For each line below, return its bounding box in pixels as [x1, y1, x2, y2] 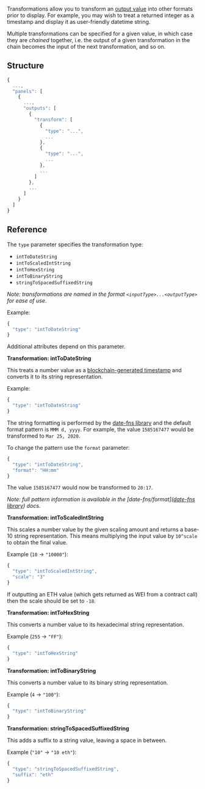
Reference [7, 224, 48, 235]
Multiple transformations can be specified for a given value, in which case [7, 30, 193, 37]
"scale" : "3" [12, 574, 46, 580]
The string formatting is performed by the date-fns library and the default [7, 419, 192, 427]
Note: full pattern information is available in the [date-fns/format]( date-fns [7, 496, 195, 503]
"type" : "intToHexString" [12, 650, 79, 656]
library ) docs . [7, 502, 41, 510]
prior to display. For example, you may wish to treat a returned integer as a [7, 12, 194, 19]
